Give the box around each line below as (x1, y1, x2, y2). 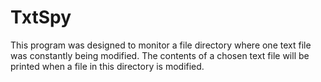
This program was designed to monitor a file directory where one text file (10, 39, 312, 51)
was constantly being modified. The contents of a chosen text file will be (10, 49, 310, 61)
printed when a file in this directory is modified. (10, 60, 205, 72)
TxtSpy (10, 6, 72, 29)
